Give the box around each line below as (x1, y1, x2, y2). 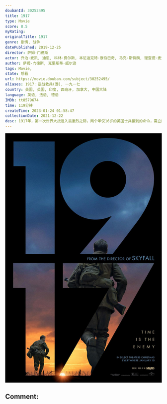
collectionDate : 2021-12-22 (5, 113, 64, 118)
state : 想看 (5, 71, 28, 76)
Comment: (5, 393, 39, 401)
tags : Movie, (5, 66, 32, 71)
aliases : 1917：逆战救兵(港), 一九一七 (5, 82, 81, 87)
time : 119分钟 (5, 103, 33, 108)
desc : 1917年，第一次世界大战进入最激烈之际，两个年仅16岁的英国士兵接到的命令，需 (5, 119, 158, 124)
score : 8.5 (5, 24, 28, 29)
